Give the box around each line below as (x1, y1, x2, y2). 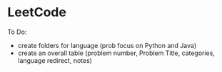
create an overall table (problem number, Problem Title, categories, (17, 49, 216, 57)
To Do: (7, 28, 27, 36)
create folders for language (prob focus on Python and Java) (17, 41, 197, 49)
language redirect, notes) (17, 56, 93, 64)
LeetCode (7, 4, 66, 20)
